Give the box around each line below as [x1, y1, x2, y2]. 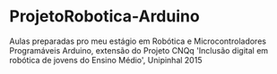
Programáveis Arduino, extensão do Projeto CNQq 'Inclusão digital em [9, 45, 269, 55]
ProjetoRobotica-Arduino [9, 6, 200, 27]
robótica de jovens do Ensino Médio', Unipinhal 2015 [9, 54, 203, 65]
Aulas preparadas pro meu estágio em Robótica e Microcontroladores [9, 36, 267, 46]
